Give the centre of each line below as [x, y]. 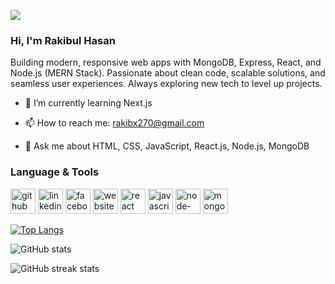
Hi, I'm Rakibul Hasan [63, 40]
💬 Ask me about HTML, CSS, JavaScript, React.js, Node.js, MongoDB [167, 146]
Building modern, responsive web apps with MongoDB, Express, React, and [166, 62]
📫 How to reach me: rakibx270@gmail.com [114, 123]
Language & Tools [55, 172]
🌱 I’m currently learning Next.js [88, 103]
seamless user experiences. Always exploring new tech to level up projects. [166, 84]
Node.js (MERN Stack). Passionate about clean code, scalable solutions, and [168, 73]
